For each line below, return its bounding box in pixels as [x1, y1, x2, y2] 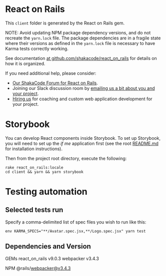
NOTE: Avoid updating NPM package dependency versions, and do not [5, 29, 151, 35]
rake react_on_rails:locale [5, 165, 64, 170]
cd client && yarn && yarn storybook [5, 169, 84, 174]
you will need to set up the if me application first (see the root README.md [5, 140, 159, 146]
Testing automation [5, 186, 88, 198]
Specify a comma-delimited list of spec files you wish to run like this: [5, 219, 147, 225]
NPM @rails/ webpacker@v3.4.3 [5, 265, 71, 271]
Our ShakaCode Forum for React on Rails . [12, 80, 98, 86]
